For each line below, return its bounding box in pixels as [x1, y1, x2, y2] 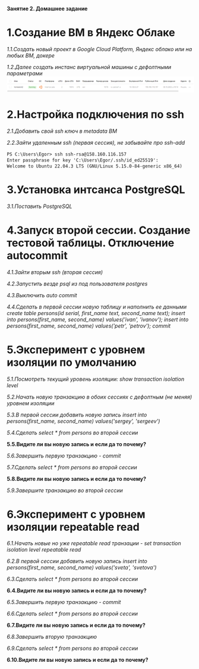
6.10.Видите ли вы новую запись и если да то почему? [7, 656, 149, 664]
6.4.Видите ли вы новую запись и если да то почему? [7, 587, 147, 595]
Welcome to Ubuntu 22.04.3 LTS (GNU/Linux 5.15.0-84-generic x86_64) [7, 163, 183, 169]
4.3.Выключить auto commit [7, 291, 77, 298]
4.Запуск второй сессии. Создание [7, 223, 191, 237]
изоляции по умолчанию [7, 356, 137, 369]
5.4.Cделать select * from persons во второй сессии [7, 429, 138, 436]
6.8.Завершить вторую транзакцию [7, 633, 97, 640]
